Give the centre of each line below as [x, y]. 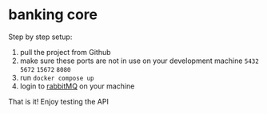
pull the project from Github [65, 52]
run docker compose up [57, 77]
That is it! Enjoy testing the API [59, 101]
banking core [53, 15]
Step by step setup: [40, 37]
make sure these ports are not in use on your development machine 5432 [139, 61]
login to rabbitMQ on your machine [77, 86]
